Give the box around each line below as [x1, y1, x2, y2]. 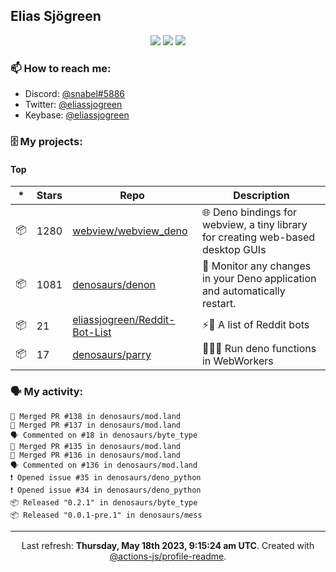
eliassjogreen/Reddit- [72, 313, 176, 327]
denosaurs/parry [72, 348, 152, 362]
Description [233, 189, 290, 203]
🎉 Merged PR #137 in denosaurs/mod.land [10, 420, 182, 430]
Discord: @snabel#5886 [24, 88, 126, 100]
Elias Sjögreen [10, 8, 102, 25]
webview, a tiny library [201, 218, 308, 232]
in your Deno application [201, 272, 317, 286]
